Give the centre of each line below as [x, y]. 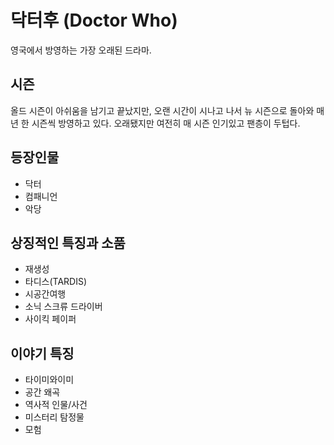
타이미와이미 [49, 380]
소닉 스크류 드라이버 [63, 307]
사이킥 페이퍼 [50, 319]
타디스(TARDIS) [56, 282]
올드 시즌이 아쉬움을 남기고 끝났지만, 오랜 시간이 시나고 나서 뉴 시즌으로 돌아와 [162, 110]
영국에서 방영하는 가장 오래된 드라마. [81, 50]
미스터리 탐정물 [54, 417]
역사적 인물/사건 [56, 405]
